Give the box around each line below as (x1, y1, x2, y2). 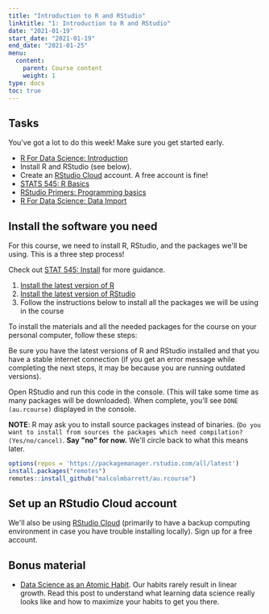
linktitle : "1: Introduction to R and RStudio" (8, 19, 172, 27)
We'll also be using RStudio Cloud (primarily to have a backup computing (8, 518, 250, 528)
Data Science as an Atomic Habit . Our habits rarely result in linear (19, 580, 238, 590)
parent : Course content (23, 64, 103, 72)
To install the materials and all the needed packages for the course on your (8, 322, 257, 331)
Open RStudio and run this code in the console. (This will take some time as (8, 387, 259, 397)
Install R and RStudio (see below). (19, 162, 132, 171)
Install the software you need (8, 219, 158, 233)
